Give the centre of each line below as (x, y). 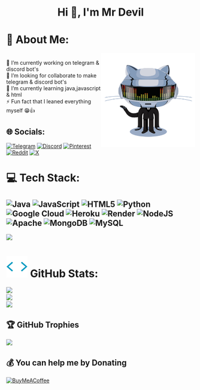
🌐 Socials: (26, 132)
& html (14, 95)
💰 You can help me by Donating (66, 363)
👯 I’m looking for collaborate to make (51, 76)
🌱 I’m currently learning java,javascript (53, 88)
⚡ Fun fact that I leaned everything (49, 102)
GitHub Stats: (64, 274)
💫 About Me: (38, 40)
